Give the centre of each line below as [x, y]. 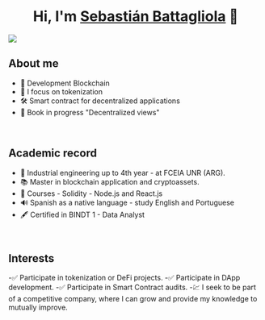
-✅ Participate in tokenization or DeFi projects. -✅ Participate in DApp [124, 278]
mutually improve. [38, 308]
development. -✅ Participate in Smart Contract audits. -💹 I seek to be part [132, 287]
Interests [32, 258]
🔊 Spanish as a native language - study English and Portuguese [127, 202]
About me [34, 64]
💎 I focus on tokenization [61, 91]
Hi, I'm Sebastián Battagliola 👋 [136, 17]
